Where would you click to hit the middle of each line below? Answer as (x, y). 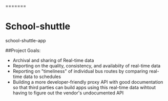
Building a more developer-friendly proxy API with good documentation (88, 82)
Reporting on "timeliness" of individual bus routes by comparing (80, 71)
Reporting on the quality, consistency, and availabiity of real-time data (87, 66)
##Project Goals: (23, 50)
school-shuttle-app (26, 40)
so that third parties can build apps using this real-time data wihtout (84, 87)
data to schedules (42, 77)
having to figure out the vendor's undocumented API (68, 93)
